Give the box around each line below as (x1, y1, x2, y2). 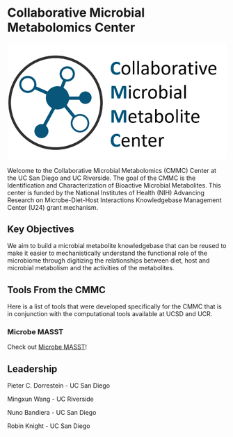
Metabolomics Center (7, 19, 136, 35)
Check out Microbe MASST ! (7, 343, 87, 352)
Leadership (7, 363, 58, 374)
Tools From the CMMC (7, 283, 106, 296)
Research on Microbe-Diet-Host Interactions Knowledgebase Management (7, 196, 222, 204)
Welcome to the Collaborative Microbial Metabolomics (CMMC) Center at (7, 166, 217, 174)
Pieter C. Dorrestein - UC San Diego (7, 381, 110, 390)
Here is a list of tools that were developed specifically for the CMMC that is (7, 302, 223, 311)
